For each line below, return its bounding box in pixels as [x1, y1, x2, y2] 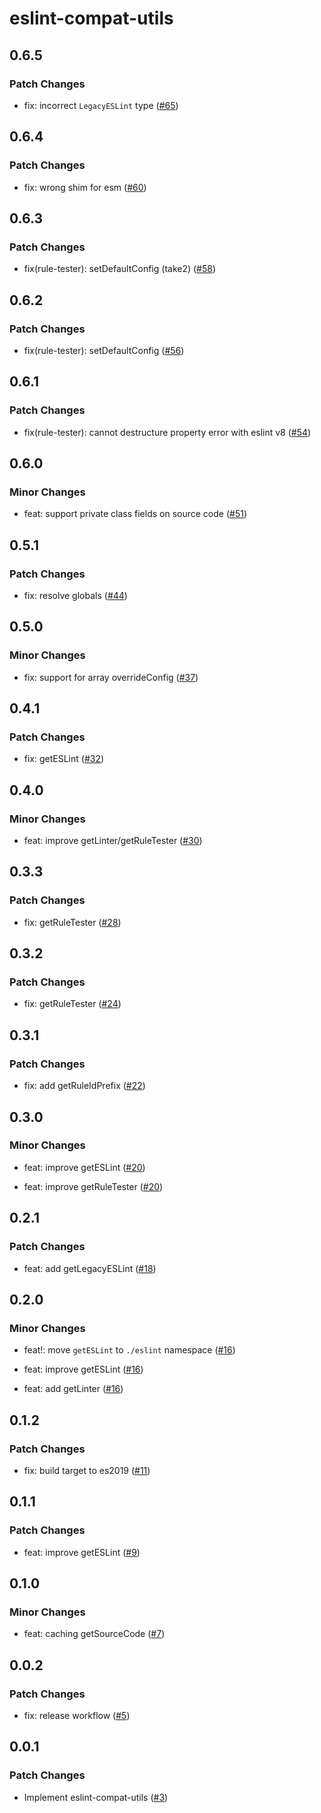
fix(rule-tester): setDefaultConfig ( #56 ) [23, 344, 185, 356]
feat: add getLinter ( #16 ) [23, 1383, 124, 1395]
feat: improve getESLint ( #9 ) [23, 1546, 141, 1558]
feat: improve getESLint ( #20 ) [23, 1161, 146, 1173]
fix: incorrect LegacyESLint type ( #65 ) [23, 99, 179, 111]
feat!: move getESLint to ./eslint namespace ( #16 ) [23, 1344, 236, 1356]
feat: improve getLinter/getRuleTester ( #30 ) [23, 835, 203, 847]
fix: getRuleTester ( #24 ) [23, 998, 122, 1010]
